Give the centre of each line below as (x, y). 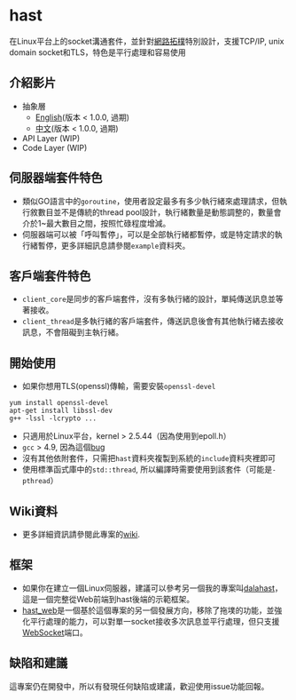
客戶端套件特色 (50, 276)
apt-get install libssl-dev (61, 411)
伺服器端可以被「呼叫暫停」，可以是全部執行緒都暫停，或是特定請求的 (148, 234)
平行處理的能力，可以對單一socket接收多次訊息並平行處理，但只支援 (155, 621)
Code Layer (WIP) (55, 147)
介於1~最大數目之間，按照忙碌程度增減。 (96, 223)
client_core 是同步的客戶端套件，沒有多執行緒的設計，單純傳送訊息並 (149, 299)
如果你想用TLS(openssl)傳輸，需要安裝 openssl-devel (119, 386)
